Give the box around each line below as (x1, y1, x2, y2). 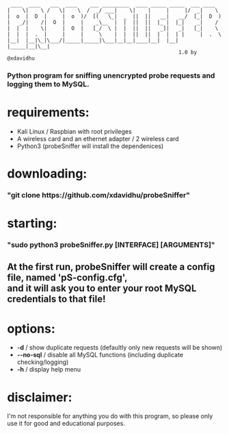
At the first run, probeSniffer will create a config (7, 261, 215, 273)
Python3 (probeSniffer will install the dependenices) (16, 142, 164, 150)
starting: (7, 216, 57, 231)
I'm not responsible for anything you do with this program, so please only (7, 412, 213, 420)
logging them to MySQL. (7, 79, 90, 88)
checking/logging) (16, 358, 69, 366)
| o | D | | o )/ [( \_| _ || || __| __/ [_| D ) (7, 13, 222, 20)
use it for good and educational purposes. (7, 420, 125, 428)
